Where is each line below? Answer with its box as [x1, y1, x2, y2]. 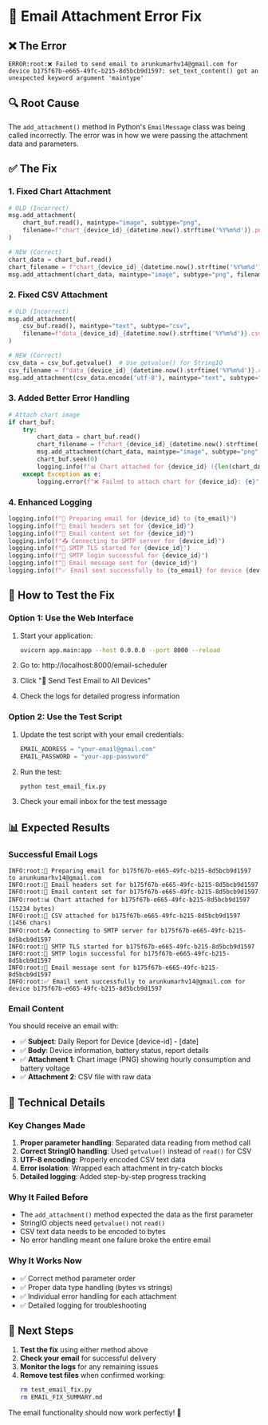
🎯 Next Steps [8, 1324, 74, 1338]
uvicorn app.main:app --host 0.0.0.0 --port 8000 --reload [19, 646, 221, 654]
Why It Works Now [8, 1255, 82, 1266]
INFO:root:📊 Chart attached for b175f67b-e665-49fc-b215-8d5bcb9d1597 [8, 896, 250, 904]
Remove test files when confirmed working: [19, 1371, 165, 1380]
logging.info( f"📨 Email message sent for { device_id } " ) [8, 559, 198, 568]
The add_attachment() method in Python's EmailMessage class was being [8, 121, 246, 131]
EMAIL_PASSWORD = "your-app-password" [19, 752, 149, 761]
